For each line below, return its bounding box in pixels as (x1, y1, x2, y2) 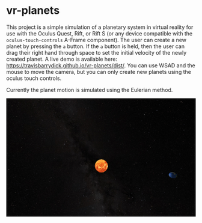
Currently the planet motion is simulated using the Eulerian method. (6, 86, 173, 93)
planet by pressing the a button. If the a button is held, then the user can (6, 43, 185, 50)
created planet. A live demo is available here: (6, 55, 117, 63)
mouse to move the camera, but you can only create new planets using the (6, 68, 191, 75)
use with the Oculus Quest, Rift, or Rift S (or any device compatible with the (6, 29, 193, 37)
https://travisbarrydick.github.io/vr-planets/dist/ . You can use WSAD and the (6, 61, 195, 69)
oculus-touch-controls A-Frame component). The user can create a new (6, 36, 187, 43)
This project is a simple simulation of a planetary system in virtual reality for (6, 23, 194, 31)
